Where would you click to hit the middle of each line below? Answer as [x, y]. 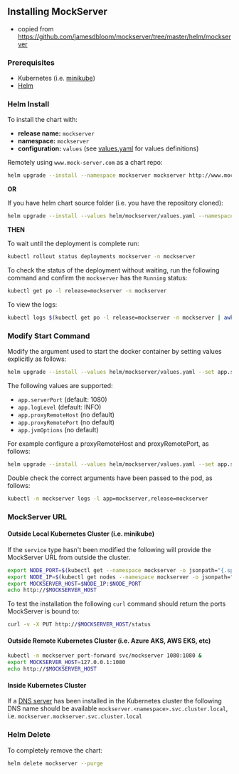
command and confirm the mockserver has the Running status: [97, 278]
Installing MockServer [58, 12]
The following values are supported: [60, 385]
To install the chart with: [43, 120]
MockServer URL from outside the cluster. [69, 557]
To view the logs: [32, 304]
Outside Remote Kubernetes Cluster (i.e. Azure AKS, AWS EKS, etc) [109, 641]
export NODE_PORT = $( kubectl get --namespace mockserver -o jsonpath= [113, 570]
